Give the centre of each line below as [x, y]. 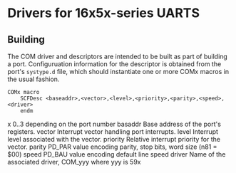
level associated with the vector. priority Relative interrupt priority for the [114, 139]
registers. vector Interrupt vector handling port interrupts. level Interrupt [113, 132]
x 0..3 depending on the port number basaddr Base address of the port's [114, 124]
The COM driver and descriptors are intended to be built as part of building [118, 56]
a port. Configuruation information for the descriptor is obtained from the [114, 64]
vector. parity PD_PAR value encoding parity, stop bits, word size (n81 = [112, 147]
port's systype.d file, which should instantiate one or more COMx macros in [118, 72]
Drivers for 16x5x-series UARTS [103, 13]
